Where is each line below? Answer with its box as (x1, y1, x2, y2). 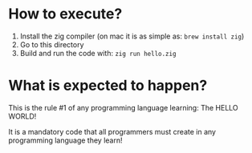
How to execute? (8, 5, 123, 23)
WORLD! (8, 111, 37, 121)
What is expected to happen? (8, 77, 208, 95)
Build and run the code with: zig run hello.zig (19, 48, 177, 58)
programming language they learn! (8, 135, 123, 145)
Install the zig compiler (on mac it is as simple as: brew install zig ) (19, 31, 245, 41)
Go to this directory (19, 39, 84, 49)
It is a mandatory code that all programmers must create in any (8, 127, 217, 136)
